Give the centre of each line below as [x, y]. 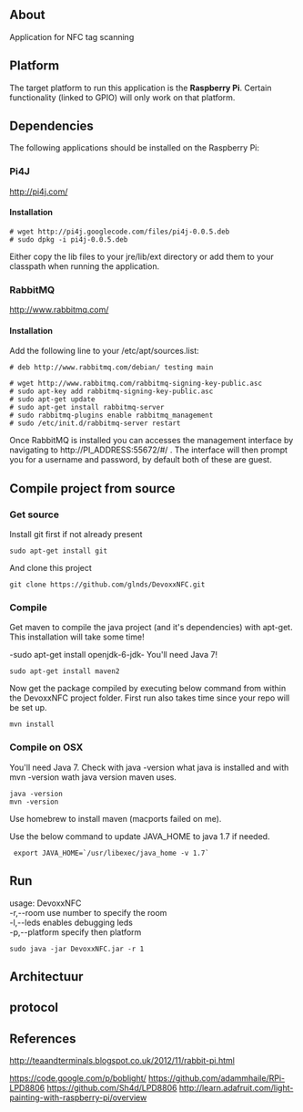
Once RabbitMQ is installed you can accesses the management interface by [151, 441]
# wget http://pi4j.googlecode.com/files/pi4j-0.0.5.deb [120, 232]
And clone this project [51, 568]
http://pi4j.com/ [39, 192]
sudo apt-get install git [58, 551]
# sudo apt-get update [52, 400]
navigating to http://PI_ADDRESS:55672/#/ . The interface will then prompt [149, 450]
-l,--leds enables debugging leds [71, 922]
